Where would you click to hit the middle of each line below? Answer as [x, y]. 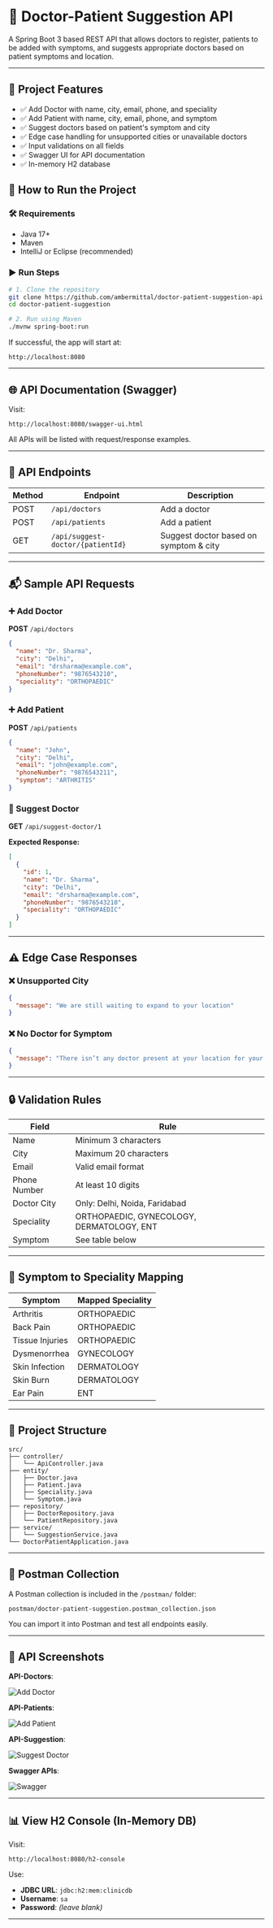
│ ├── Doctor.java [43, 1478]
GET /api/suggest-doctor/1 [55, 826]
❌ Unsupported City [49, 981]
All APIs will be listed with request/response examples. [100, 439]
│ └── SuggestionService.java [63, 1535]
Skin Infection [39, 1367]
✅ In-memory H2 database [65, 164]
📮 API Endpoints [50, 472]
